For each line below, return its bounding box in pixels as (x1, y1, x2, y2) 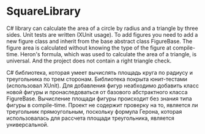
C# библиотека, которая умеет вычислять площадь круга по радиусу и (6, 69, 193, 76)
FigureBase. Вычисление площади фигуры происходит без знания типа (6, 95, 192, 102)
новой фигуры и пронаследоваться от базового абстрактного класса (6, 88, 188, 95)
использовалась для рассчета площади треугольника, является (6, 114, 174, 122)
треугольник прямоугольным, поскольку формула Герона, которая (6, 108, 182, 115)
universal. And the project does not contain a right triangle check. (6, 57, 172, 64)
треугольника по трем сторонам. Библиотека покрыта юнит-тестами (6, 75, 188, 83)
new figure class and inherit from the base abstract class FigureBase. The (6, 37, 193, 45)
